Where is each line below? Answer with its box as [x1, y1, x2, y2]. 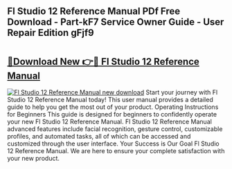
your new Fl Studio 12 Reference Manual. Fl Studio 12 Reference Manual [7, 117, 213, 126]
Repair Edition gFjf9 [7, 27, 95, 39]
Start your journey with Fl [145, 88, 218, 96]
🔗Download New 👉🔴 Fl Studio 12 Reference [7, 55, 199, 68]
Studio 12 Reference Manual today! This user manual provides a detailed [7, 96, 213, 103]
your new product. [7, 155, 60, 162]
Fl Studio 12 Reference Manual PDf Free [7, 6, 181, 17]
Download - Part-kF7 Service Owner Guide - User [7, 17, 224, 28]
